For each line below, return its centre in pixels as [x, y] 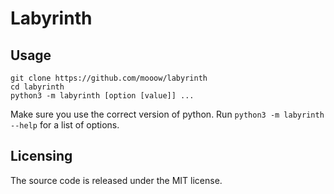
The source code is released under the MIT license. [116, 180]
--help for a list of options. [65, 125]
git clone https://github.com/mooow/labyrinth [109, 78]
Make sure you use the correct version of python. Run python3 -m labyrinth [167, 114]
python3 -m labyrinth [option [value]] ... [102, 96]
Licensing [41, 156]
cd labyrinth [37, 87]
